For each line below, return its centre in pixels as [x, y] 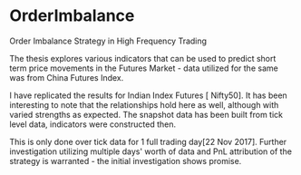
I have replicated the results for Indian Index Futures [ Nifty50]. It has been [148, 95]
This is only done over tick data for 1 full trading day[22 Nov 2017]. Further [148, 141]
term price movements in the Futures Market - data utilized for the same [144, 68]
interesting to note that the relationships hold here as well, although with [144, 104]
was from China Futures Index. [67, 77]
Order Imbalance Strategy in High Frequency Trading [108, 41]
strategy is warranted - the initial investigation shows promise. [126, 160]
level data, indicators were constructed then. [93, 124]
